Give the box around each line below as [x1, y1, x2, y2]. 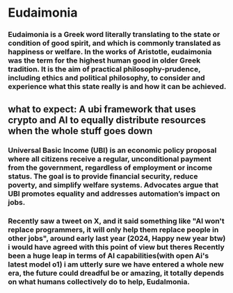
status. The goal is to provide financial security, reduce [8, 171, 198, 181]
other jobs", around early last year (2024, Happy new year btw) [8, 234, 226, 244]
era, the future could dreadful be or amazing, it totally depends [8, 269, 225, 278]
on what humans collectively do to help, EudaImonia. [8, 277, 191, 287]
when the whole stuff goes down [8, 125, 153, 137]
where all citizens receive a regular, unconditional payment [8, 154, 211, 164]
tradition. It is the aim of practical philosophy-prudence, [8, 65, 201, 74]
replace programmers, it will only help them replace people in [8, 225, 219, 235]
